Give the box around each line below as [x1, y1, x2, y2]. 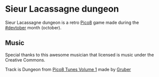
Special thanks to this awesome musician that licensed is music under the [5, 52, 154, 58]
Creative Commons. [5, 57, 46, 63]
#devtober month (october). [5, 24, 62, 30]
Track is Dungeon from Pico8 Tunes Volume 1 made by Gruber [5, 66, 131, 72]
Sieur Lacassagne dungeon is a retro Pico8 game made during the [5, 19, 139, 25]
